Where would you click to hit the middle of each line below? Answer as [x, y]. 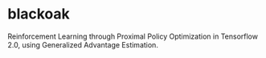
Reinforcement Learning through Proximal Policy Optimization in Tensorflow [133, 36]
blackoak [39, 14]
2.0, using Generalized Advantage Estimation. [83, 44]
